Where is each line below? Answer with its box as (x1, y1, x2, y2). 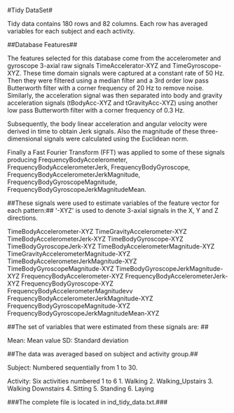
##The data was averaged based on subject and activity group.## (7, 350, 198, 358)
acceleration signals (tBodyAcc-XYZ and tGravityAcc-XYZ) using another (7, 99, 219, 107)
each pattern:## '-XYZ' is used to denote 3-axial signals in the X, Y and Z (7, 206, 219, 214)
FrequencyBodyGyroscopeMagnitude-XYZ (7, 302, 131, 310)
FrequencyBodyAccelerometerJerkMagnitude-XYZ (7, 294, 153, 302)
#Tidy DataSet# (7, 6, 53, 14)
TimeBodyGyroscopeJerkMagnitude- (115, 265, 223, 272)
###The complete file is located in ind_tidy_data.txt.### (7, 398, 168, 406)
